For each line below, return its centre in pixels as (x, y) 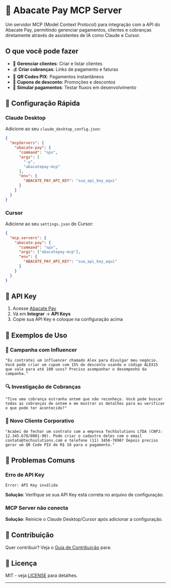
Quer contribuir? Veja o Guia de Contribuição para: (58, 547)
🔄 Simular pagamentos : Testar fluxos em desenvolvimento (74, 87)
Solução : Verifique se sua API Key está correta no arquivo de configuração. (85, 495)
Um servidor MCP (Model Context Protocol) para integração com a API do (83, 24)
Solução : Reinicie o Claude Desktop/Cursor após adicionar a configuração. (84, 519)
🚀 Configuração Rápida (43, 104)
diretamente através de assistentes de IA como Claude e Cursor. (73, 35)
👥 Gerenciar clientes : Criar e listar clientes (58, 64)
